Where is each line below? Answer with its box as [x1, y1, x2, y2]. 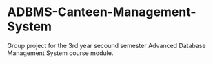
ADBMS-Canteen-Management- [7, 4, 196, 20]
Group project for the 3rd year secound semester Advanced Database [7, 41, 206, 50]
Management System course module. [7, 49, 114, 57]
